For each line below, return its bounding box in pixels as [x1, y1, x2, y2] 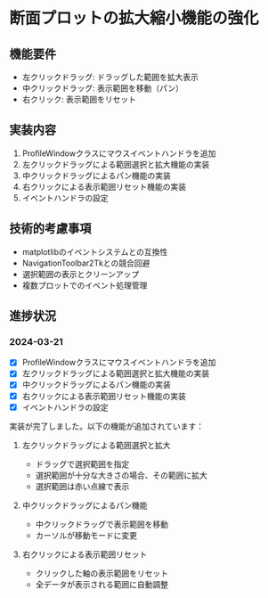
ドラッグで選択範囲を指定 [35, 458, 130, 469]
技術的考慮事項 [9, 221, 92, 236]
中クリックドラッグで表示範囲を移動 [35, 519, 169, 529]
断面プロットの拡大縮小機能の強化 [9, 8, 260, 29]
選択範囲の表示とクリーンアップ [21, 268, 140, 279]
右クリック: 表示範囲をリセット [21, 94, 136, 104]
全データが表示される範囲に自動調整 [35, 578, 169, 589]
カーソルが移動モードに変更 [35, 529, 138, 540]
